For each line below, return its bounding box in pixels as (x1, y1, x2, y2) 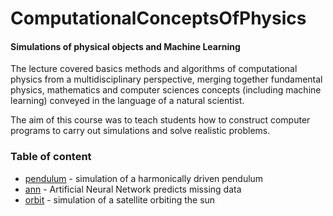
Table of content (10, 150, 92, 164)
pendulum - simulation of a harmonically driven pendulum (24, 172, 264, 184)
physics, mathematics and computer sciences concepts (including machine (10, 84, 322, 96)
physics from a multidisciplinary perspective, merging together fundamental (10, 73, 323, 86)
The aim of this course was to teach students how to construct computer (10, 114, 311, 126)
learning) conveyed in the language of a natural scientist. (10, 95, 245, 107)
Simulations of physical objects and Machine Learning (10, 40, 241, 52)
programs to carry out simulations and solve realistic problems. (10, 125, 271, 137)
